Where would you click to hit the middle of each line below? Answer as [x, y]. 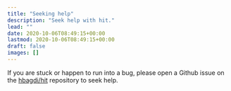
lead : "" [20, 27]
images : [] [23, 53]
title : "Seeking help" [40, 14]
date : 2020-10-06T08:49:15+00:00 [56, 33]
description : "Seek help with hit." [61, 20]
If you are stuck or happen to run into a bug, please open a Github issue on [116, 72]
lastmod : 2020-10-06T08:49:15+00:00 [61, 40]
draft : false [26, 46]
